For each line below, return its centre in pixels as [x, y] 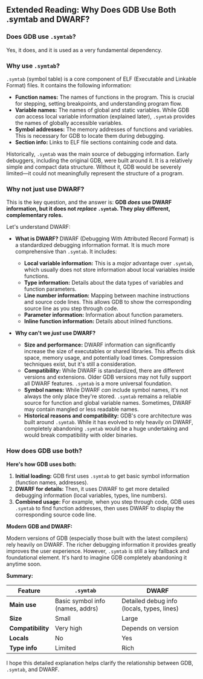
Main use [23, 604]
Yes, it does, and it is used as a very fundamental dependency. [84, 50]
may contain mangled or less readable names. [81, 410]
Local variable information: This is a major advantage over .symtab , [109, 263]
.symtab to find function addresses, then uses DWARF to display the [99, 508]
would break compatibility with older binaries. [81, 435]
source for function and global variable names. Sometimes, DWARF [108, 403]
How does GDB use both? [44, 451]
